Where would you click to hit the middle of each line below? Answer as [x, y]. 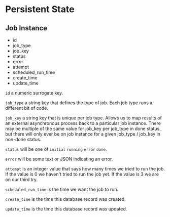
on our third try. [22, 180]
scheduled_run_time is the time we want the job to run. [62, 189]
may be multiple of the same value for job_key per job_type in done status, [83, 128]
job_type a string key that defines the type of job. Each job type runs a [79, 103]
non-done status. [23, 139]
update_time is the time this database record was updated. [66, 209]
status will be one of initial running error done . [56, 149]
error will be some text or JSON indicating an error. [59, 159]
